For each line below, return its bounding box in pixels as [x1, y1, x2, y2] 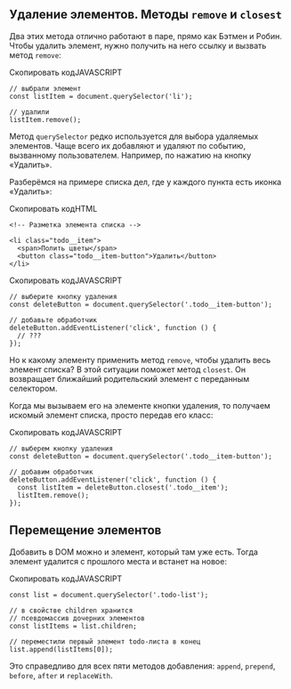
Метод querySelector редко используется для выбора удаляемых [9, 131, 259, 142]
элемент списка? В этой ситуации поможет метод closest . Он [9, 364, 247, 375]
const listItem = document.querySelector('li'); [9, 92, 193, 101]
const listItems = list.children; [9, 621, 138, 630]
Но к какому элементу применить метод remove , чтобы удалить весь [9, 354, 271, 365]
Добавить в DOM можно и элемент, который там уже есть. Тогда [9, 547, 258, 557]
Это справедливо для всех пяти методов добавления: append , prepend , [9, 661, 276, 671]
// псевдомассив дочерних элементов [9, 613, 145, 622]
